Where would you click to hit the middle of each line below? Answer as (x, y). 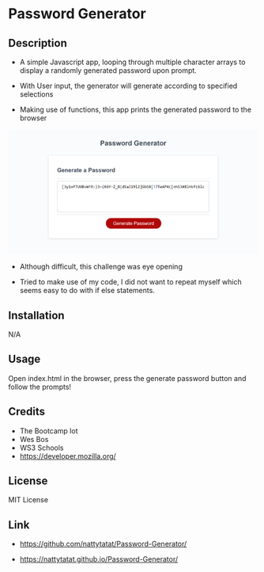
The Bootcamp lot (49, 431)
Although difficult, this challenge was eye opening (101, 267)
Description (38, 43)
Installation (36, 315)
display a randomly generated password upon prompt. (108, 71)
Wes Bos (34, 439)
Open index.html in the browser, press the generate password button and (127, 378)
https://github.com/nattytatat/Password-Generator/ (103, 544)
